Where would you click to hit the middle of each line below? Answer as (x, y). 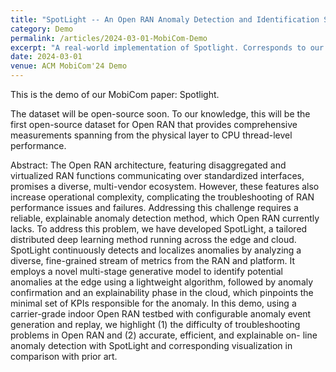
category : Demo (42, 29)
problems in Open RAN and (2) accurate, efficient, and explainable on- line (164, 335)
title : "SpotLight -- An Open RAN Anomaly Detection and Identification (165, 19)
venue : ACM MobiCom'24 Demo (69, 66)
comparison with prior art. (64, 356)
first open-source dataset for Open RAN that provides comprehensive (154, 124)
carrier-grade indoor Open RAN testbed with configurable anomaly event (161, 314)
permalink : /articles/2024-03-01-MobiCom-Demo (109, 38)
